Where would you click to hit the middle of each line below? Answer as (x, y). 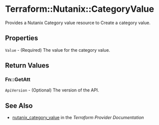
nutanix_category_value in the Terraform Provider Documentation (78, 118)
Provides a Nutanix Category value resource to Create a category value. (78, 23)
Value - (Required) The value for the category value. (58, 50)
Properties (22, 38)
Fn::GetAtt (18, 80)
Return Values (27, 66)
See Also (19, 106)
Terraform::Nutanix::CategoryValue (80, 9)
